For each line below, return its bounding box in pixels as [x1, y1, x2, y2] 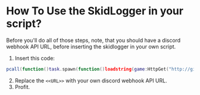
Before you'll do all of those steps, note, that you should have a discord [6, 36, 181, 44]
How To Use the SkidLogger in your [6, 4, 183, 18]
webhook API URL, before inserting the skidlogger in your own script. [6, 43, 176, 50]
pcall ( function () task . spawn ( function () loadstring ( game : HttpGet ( [6, 66, 169, 72]
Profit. [14, 83, 30, 90]
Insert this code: [14, 54, 55, 62]
